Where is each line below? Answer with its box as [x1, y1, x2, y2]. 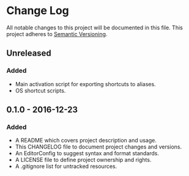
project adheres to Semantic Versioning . [6, 30, 108, 37]
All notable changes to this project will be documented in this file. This [6, 24, 183, 31]
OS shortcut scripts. [15, 87, 66, 94]
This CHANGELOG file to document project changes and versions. [15, 143, 182, 150]
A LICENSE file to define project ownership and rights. [15, 156, 152, 164]
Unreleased [6, 48, 52, 59]
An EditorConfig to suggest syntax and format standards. [15, 150, 160, 157]
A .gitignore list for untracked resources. [15, 163, 117, 170]
